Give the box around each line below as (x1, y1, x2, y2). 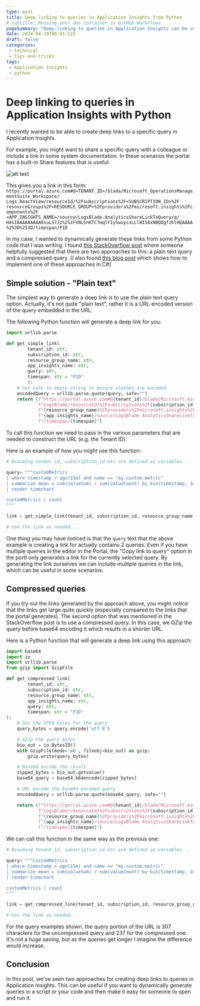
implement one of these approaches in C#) (6, 261, 111, 268)
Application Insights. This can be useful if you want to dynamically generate (6, 981, 192, 989)
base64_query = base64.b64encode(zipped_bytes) (17, 775, 137, 781)
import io (6, 654, 31, 660)
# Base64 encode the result (17, 764, 86, 770)
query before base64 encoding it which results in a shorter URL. (6, 625, 164, 632)
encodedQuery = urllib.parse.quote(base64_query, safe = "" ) (17, 791, 167, 797)
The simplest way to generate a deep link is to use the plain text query (6, 294, 179, 301)
